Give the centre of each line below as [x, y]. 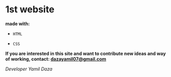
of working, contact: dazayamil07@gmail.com [56, 59]
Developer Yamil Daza [29, 69]
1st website [30, 9]
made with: [17, 24]
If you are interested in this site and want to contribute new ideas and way [85, 53]
